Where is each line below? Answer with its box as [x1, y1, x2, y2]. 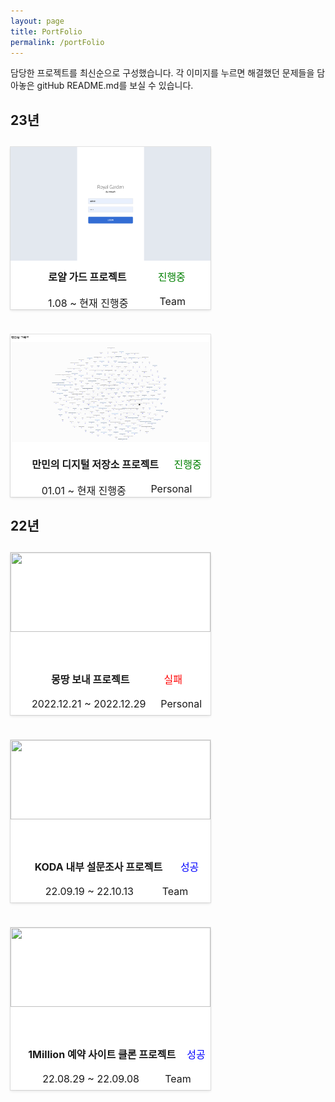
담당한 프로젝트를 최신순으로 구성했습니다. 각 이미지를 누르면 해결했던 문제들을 [10, 67, 315, 79]
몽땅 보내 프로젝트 [51, 672, 130, 686]
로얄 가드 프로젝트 [48, 270, 127, 284]
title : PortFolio [10, 26, 83, 37]
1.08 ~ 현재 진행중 [48, 296, 129, 310]
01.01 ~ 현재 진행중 [41, 484, 127, 498]
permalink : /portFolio [10, 37, 105, 47]
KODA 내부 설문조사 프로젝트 [34, 860, 163, 874]
